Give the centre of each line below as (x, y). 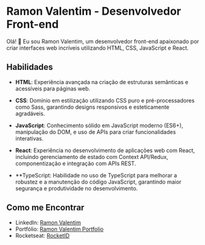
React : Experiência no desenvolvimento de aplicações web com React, (105, 150)
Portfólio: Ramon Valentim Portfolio (59, 229)
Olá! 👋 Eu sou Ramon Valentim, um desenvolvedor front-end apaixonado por (103, 41)
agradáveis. (30, 113)
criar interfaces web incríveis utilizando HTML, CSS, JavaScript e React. (98, 48)
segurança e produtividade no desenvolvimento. (76, 188)
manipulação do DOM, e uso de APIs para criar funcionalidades (95, 132)
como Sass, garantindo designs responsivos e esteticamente (92, 107)
